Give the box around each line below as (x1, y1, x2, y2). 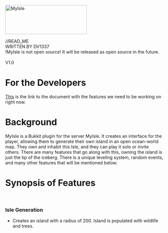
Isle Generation (5, 206, 44, 213)
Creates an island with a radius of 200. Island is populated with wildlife (12, 218, 158, 224)
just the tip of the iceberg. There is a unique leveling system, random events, (5, 154, 163, 160)
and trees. (12, 223, 34, 229)
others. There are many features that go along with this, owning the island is (5, 149, 162, 155)
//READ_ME (5, 38, 29, 44)
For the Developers (5, 77, 86, 89)
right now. (5, 99, 26, 105)
